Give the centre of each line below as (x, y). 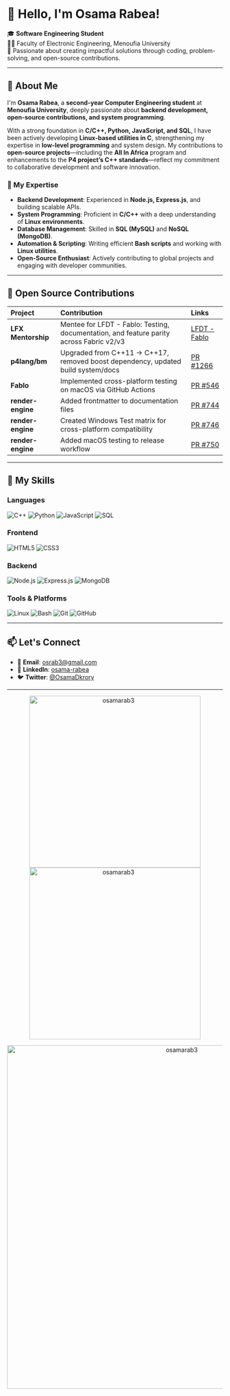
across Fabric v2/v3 (93, 341)
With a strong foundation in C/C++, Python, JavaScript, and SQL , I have (109, 131)
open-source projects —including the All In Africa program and (97, 152)
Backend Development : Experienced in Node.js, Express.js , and (108, 200)
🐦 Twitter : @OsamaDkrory (55, 677)
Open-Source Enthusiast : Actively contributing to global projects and (115, 258)
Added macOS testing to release (112, 440)
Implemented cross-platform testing (119, 381)
